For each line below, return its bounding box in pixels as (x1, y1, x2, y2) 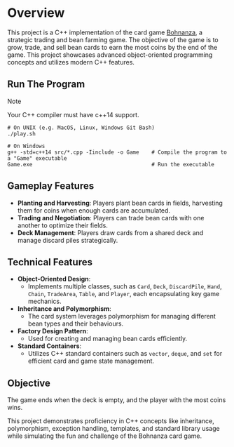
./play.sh (7, 130, 36, 138)
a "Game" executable (7, 154, 68, 162)
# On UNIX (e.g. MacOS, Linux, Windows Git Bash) (7, 124, 156, 131)
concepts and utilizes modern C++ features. (7, 58, 135, 66)
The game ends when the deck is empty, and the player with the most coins (7, 396, 226, 404)
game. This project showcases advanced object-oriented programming (7, 51, 213, 59)
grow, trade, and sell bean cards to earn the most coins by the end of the (7, 43, 218, 51)
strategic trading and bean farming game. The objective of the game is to (7, 35, 219, 44)
